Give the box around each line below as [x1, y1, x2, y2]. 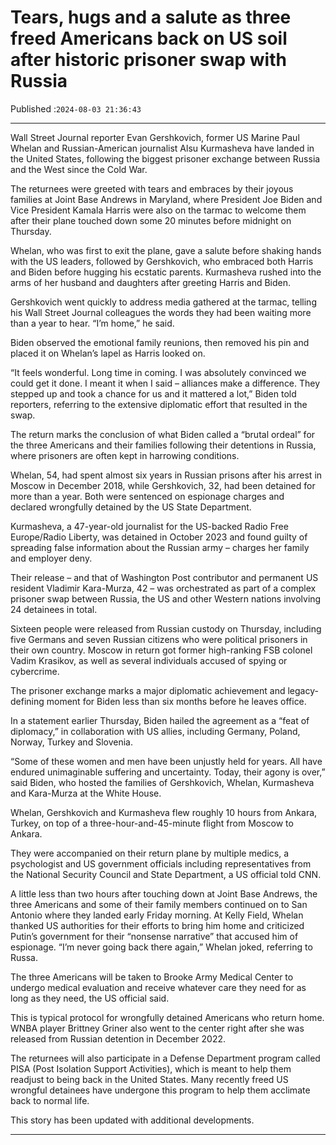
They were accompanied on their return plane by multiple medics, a [10, 847, 289, 859]
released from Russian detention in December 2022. [10, 1032, 227, 1045]
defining [10, 695, 45, 707]
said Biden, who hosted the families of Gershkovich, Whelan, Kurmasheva [10, 776, 315, 788]
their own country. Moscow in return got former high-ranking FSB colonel [10, 644, 313, 656]
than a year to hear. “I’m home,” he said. [10, 317, 175, 329]
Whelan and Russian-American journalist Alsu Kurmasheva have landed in [10, 142, 315, 154]
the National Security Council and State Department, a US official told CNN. [10, 868, 322, 880]
